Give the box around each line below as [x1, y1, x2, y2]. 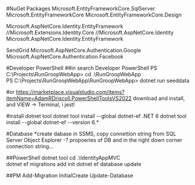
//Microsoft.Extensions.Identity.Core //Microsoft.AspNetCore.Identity [6, 29, 174, 36]
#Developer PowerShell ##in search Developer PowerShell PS [6, 64, 158, 72]
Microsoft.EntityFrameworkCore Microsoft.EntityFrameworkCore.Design [6, 11, 182, 18]
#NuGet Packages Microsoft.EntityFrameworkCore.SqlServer [6, 5, 155, 12]
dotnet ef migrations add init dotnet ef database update [6, 161, 142, 167]
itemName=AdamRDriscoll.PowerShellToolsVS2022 [6, 95, 132, 102]
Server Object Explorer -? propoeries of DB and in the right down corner [6, 137, 183, 144]
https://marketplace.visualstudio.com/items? [15, 89, 125, 95]
